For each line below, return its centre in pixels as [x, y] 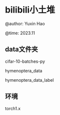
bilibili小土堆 [30, 10]
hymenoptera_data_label [30, 80]
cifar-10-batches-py [25, 61]
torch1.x [13, 108]
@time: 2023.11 [20, 33]
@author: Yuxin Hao [25, 23]
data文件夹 [22, 50]
